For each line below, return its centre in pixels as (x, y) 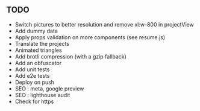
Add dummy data (36, 31)
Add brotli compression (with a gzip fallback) (70, 56)
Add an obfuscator (38, 63)
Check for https (34, 101)
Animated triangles (38, 50)
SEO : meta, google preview (49, 88)
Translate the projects (42, 43)
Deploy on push (35, 82)
